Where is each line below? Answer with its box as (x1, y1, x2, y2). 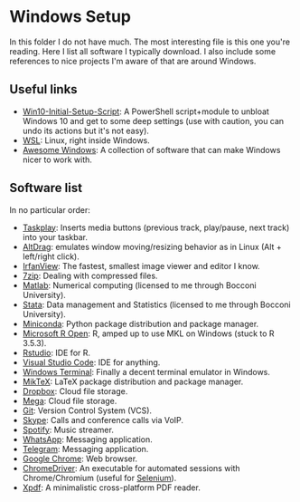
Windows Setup (9, 6, 131, 27)
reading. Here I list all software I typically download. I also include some (9, 45, 277, 56)
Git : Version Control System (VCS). (22, 405, 152, 416)
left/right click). (22, 251, 80, 262)
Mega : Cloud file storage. (22, 395, 117, 406)
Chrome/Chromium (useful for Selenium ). (22, 472, 177, 483)
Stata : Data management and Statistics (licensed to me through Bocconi (22, 299, 291, 310)
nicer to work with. (22, 154, 93, 165)
